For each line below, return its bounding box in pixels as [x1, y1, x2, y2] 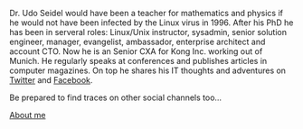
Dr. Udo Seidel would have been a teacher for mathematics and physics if [9, 8, 283, 18]
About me [9, 110, 46, 120]
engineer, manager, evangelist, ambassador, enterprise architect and [9, 36, 266, 47]
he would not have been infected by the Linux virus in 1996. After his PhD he [9, 17, 294, 28]
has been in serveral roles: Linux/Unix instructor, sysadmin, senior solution [9, 27, 288, 37]
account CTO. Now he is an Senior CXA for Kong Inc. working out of [9, 46, 263, 57]
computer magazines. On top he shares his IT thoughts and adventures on [9, 65, 287, 76]
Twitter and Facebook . [9, 75, 93, 85]
